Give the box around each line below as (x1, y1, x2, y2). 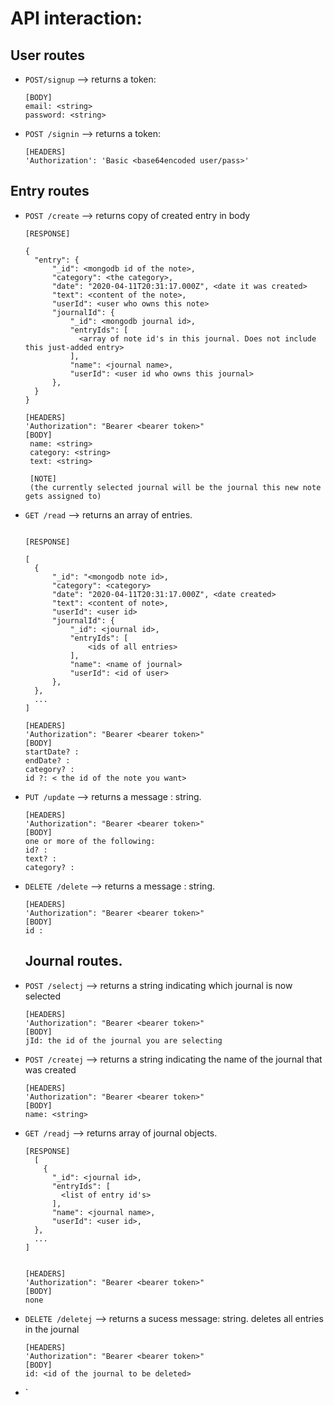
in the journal (24, 1323, 80, 1335)
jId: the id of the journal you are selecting (24, 1035, 223, 1046)
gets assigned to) (24, 491, 102, 501)
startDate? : (24, 747, 80, 757)
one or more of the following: (24, 836, 156, 846)
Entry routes (10, 183, 90, 200)
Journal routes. (24, 953, 123, 970)
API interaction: (10, 7, 143, 30)
